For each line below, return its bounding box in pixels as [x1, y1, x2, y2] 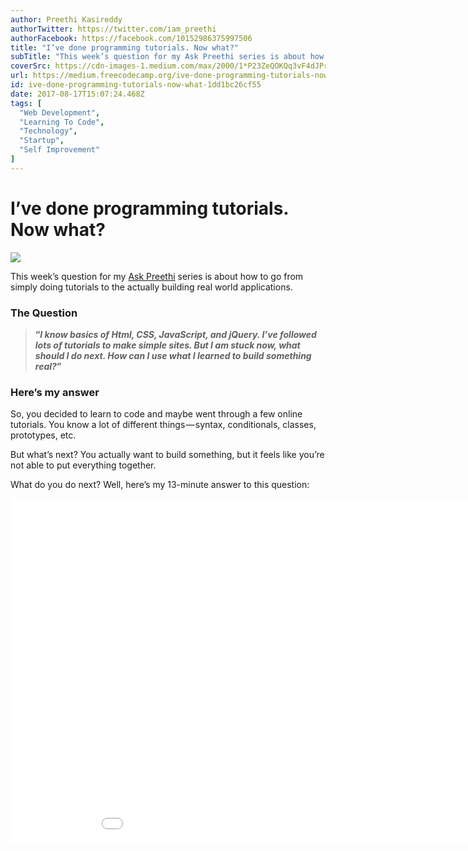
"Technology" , [19, 126, 78, 136]
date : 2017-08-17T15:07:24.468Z [10, 89, 145, 99]
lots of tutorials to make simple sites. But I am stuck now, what [34, 339, 301, 351]
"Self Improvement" [19, 145, 101, 155]
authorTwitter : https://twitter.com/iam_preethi [10, 24, 217, 34]
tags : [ [10, 98, 43, 108]
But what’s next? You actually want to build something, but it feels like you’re [10, 449, 325, 461]
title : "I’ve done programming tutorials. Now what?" [10, 42, 240, 53]
